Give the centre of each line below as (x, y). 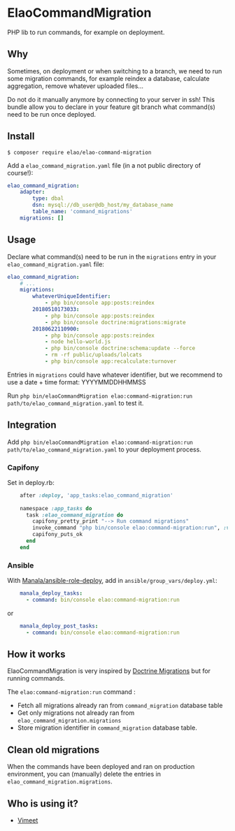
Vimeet (28, 821)
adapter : (33, 192)
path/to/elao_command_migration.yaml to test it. (76, 403)
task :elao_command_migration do (74, 515)
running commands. (36, 679)
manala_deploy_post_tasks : (59, 626)
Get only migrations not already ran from (76, 713)
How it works (36, 655)
